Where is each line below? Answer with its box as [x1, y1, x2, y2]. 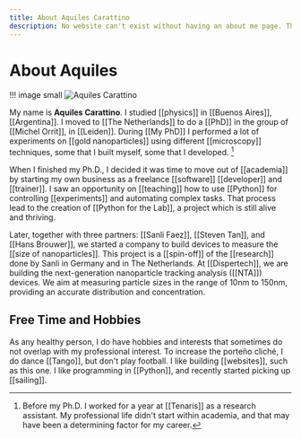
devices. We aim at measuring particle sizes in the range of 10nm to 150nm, [9, 277, 288, 288]
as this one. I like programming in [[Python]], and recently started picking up [9, 364, 291, 375]
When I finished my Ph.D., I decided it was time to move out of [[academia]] [9, 164, 288, 175]
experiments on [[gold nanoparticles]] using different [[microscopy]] [9, 136, 262, 146]
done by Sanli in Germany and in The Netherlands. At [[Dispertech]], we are [9, 258, 288, 269]
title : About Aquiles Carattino [9, 13, 130, 22]
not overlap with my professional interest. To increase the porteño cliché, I [9, 346, 284, 356]
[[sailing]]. [9, 374, 47, 385]
